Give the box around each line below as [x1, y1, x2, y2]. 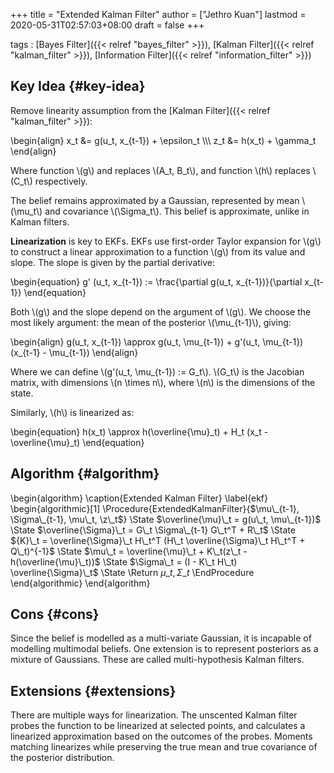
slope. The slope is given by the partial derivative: [10, 256, 216, 268]
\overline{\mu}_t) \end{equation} [10, 436, 145, 448]
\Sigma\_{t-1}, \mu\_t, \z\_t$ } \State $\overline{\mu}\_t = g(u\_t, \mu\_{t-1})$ [10, 513, 322, 525]
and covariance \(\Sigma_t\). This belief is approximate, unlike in [44, 205, 310, 217]
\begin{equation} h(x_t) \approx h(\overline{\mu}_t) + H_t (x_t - [10, 425, 269, 438]
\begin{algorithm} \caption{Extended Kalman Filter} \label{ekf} [10, 492, 268, 504]
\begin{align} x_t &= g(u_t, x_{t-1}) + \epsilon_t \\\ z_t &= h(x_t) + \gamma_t [10, 134, 317, 146]
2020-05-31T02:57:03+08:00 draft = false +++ [10, 19, 205, 31]
